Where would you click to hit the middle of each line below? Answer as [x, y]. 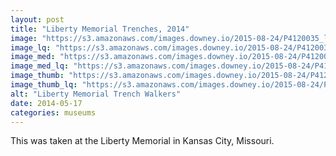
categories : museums [53, 112]
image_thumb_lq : [44, 85]
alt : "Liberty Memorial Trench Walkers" [96, 94]
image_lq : [31, 47]
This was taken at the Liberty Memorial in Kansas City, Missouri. [142, 141]
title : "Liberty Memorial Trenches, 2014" [100, 29]
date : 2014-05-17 [46, 103]
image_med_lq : [40, 66]
